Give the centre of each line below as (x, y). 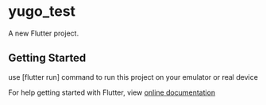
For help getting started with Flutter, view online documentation (112, 92)
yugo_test (42, 11)
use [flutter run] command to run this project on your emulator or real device (133, 77)
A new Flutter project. (44, 33)
